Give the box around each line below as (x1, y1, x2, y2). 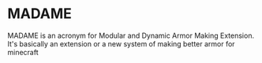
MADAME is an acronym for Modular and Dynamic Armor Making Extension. (7, 31, 254, 40)
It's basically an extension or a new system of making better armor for (7, 39, 235, 48)
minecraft (7, 47, 39, 57)
